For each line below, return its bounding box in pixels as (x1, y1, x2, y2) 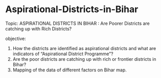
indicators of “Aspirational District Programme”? (12, 51, 113, 57)
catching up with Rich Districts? (5, 25, 72, 31)
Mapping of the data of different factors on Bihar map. (12, 67, 127, 73)
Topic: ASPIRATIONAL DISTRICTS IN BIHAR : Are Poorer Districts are (5, 20, 150, 26)
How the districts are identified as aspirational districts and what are (12, 45, 156, 51)
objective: (5, 35, 27, 42)
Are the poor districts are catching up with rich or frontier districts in (12, 56, 156, 62)
